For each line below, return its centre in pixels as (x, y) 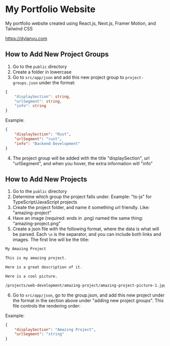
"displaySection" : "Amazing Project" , (55, 329)
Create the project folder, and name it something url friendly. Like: (81, 208)
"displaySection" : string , (43, 96)
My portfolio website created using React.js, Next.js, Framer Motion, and (80, 23)
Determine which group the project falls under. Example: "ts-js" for (82, 197)
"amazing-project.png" (36, 224)
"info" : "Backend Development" (47, 143)
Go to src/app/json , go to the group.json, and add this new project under (89, 295)
